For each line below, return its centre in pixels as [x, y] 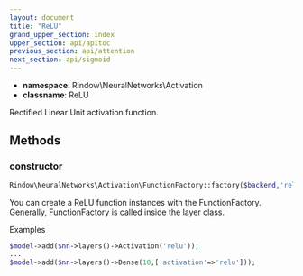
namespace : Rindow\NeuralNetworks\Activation [112, 85]
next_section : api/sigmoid [60, 60]
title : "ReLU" [36, 26]
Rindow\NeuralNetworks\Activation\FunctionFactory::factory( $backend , [145, 185]
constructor [36, 166]
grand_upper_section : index [62, 34]
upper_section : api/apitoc [60, 43]
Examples [28, 229]
